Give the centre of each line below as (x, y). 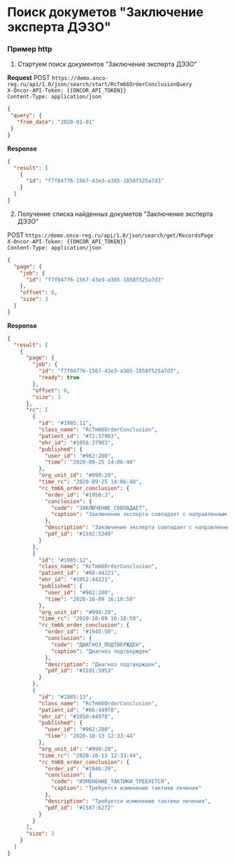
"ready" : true (59, 378)
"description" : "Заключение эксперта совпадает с (118, 528)
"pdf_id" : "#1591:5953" (79, 671)
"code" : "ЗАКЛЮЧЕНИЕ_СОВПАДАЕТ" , (100, 508)
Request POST (29, 78)
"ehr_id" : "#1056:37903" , (76, 442)
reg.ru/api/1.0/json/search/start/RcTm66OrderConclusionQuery (100, 85)
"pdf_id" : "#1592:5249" (79, 534)
